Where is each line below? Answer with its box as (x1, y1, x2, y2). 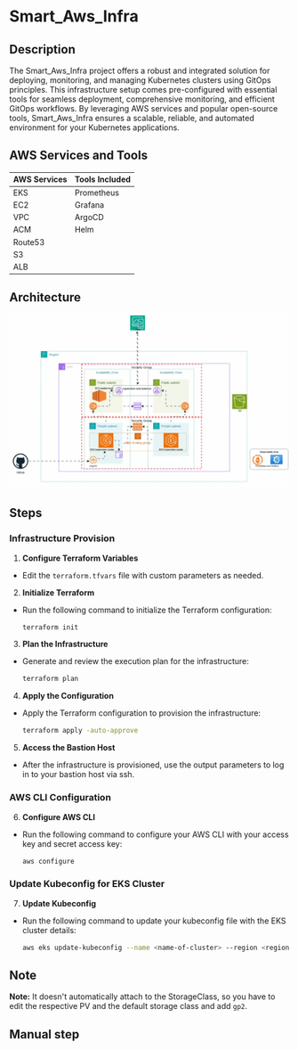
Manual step (9, 1027, 80, 1042)
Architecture (9, 290, 82, 305)
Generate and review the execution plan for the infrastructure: (21, 656, 249, 667)
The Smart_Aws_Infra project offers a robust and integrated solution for (9, 65, 270, 76)
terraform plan (21, 675, 79, 684)
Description (9, 42, 76, 57)
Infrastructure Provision (9, 532, 116, 545)
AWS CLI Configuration (9, 792, 111, 804)
